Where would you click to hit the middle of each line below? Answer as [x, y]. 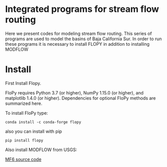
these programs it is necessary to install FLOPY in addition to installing [77, 44]
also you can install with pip [34, 131]
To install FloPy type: [27, 113]
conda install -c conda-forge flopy [43, 122]
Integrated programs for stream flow [82, 9]
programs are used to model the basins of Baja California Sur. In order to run [83, 39]
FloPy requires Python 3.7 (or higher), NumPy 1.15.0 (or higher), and [74, 92]
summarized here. [24, 103]
